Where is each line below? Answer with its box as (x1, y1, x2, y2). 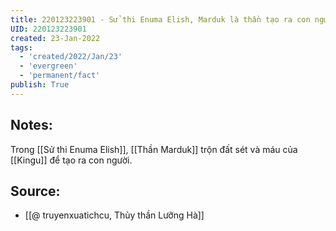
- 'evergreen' (19, 61, 78, 71)
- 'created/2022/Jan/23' (19, 52, 123, 62)
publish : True (10, 80, 70, 90)
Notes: (10, 117, 53, 134)
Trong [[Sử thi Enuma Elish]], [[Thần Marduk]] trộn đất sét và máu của (10, 143, 298, 155)
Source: (10, 182, 61, 200)
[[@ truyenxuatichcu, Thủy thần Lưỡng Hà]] (24, 209, 205, 221)
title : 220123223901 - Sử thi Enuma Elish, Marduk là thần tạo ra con (10, 14, 311, 25)
